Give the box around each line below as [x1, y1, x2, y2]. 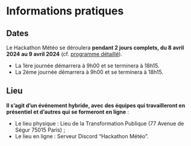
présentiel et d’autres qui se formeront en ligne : [6, 108, 130, 115]
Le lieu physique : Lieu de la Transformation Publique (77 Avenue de [14, 120, 184, 127]
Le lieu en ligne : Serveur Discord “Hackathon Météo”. [14, 132, 149, 139]
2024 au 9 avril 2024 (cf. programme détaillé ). [6, 50, 122, 58]
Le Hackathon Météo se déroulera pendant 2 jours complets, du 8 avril [6, 44, 184, 51]
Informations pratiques [6, 4, 124, 18]
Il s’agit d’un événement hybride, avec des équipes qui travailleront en [6, 102, 186, 109]
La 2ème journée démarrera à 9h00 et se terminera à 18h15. [14, 68, 164, 76]
